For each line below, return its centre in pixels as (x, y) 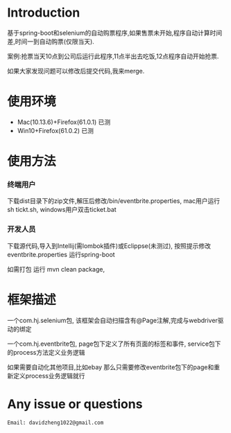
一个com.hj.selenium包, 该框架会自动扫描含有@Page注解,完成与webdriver (113, 320)
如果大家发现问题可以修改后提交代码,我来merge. (76, 71)
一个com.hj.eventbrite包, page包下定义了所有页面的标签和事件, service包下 (114, 344)
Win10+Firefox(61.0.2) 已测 (55, 130)
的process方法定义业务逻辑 (46, 352)
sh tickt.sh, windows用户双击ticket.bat (62, 210)
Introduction (44, 13)
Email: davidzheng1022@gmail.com (55, 423)
